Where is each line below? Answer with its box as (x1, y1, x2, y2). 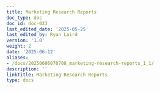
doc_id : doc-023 (6, 20, 48, 26)
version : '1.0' (6, 37, 45, 43)
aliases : (6, 54, 29, 61)
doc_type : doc (6, 15, 43, 21)
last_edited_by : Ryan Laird (6, 32, 78, 38)
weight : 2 (6, 43, 32, 50)
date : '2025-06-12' (6, 49, 56, 55)
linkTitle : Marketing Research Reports (6, 72, 108, 78)
